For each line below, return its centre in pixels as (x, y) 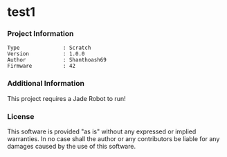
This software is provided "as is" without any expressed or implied (102, 131)
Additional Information (46, 84)
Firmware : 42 (42, 66)
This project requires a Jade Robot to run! (66, 98)
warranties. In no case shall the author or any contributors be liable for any (113, 139)
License (21, 116)
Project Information (40, 34)
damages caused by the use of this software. (72, 147)
